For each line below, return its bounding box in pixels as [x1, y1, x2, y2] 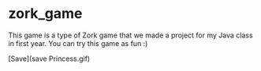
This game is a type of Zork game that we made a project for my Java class [8, 30, 254, 40]
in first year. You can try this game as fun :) [8, 38, 148, 48]
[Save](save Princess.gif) [8, 54, 91, 63]
